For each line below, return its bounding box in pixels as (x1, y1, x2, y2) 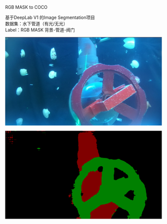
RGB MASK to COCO (5, 4, 48, 10)
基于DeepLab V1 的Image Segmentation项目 (5, 14, 95, 20)
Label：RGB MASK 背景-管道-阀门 (5, 27, 75, 33)
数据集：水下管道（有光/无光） (5, 21, 68, 26)
